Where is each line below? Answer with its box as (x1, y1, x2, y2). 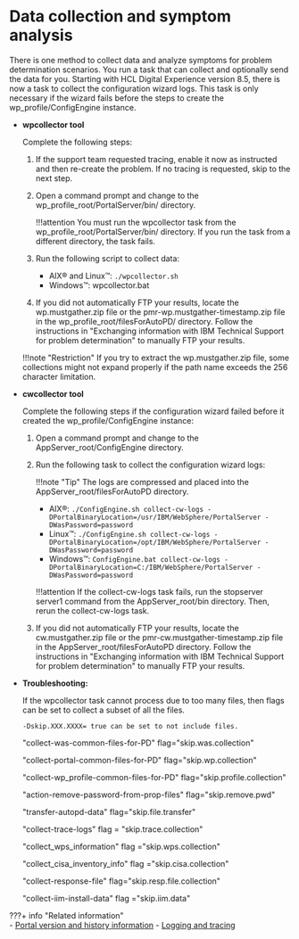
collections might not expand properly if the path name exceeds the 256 (21, 361, 288, 372)
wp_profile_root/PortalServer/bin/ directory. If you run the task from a (35, 226, 291, 237)
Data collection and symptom (9, 6, 232, 27)
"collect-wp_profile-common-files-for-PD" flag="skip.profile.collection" (21, 771, 287, 782)
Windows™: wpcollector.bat (48, 279, 150, 291)
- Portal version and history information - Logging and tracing (9, 919, 236, 930)
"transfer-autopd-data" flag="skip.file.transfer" (21, 806, 196, 817)
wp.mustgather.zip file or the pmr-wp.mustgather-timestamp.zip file (35, 306, 286, 317)
